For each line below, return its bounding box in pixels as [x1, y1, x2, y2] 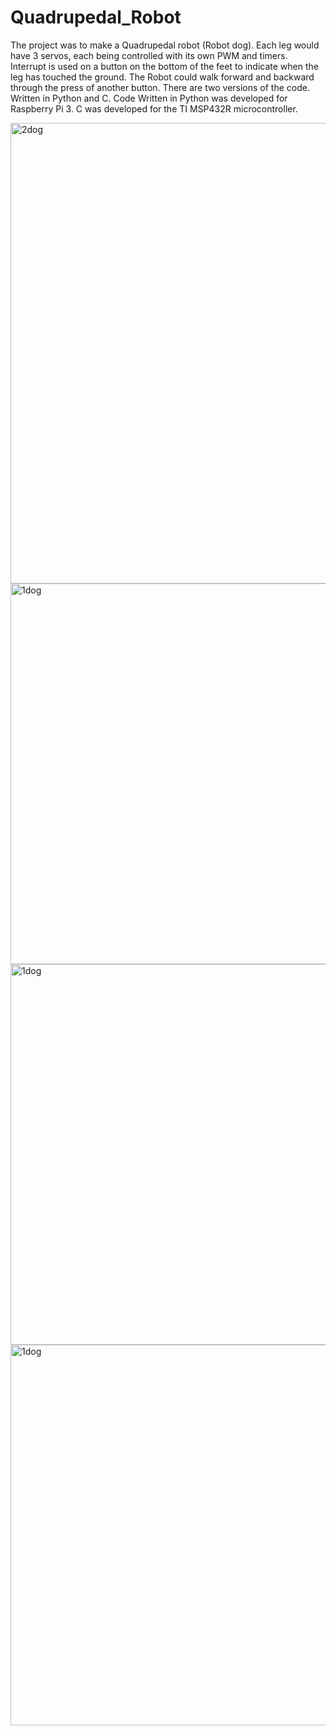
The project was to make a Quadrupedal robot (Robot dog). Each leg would [10, 39, 320, 51]
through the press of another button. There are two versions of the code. [10, 81, 310, 93]
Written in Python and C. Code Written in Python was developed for [10, 92, 288, 104]
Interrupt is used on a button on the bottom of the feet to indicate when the [10, 60, 320, 72]
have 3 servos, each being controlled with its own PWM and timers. [10, 49, 288, 61]
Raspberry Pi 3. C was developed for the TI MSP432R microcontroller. [10, 102, 298, 115]
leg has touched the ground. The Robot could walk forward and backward [10, 71, 315, 83]
